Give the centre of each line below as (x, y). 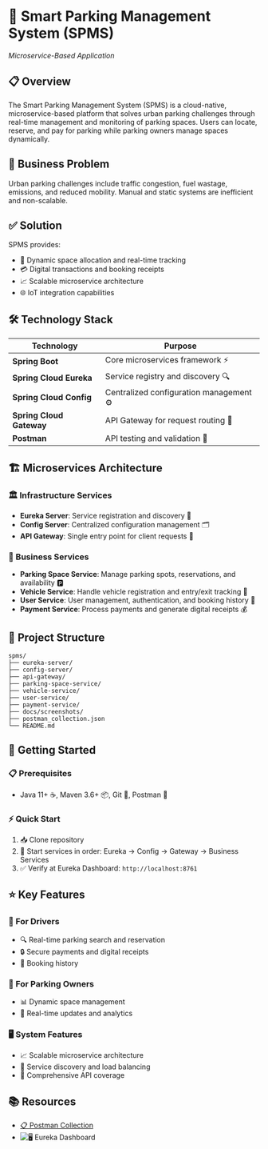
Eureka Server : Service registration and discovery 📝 (106, 515)
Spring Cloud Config (52, 398)
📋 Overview (40, 82)
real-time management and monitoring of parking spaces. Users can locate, (133, 122)
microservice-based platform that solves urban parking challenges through (132, 113)
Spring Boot (35, 361)
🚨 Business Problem (59, 164)
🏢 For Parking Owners (51, 983)
